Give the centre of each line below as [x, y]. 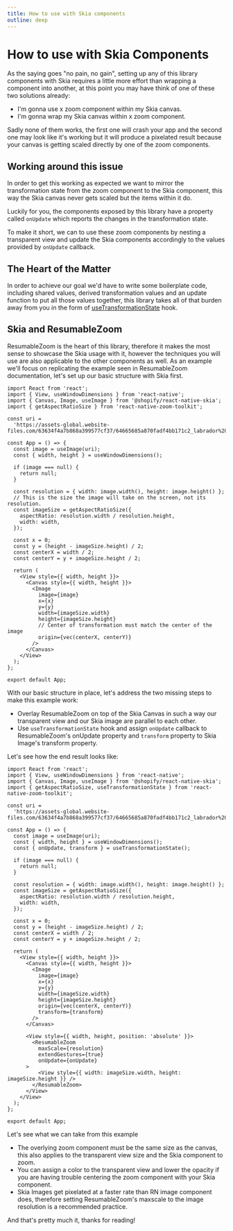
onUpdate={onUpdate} [68, 1060]
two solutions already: [39, 96]
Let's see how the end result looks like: [63, 756]
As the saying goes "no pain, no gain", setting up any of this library [103, 74]
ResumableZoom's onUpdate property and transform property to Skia [117, 736]
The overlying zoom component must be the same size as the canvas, [117, 1147]
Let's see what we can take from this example [73, 1134]
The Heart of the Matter [59, 269]
